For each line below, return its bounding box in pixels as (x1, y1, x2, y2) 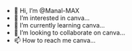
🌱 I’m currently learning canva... (13, 21, 106, 29)
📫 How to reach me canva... (13, 37, 96, 44)
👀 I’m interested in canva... (13, 14, 90, 22)
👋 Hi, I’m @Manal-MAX (13, 7, 80, 14)
